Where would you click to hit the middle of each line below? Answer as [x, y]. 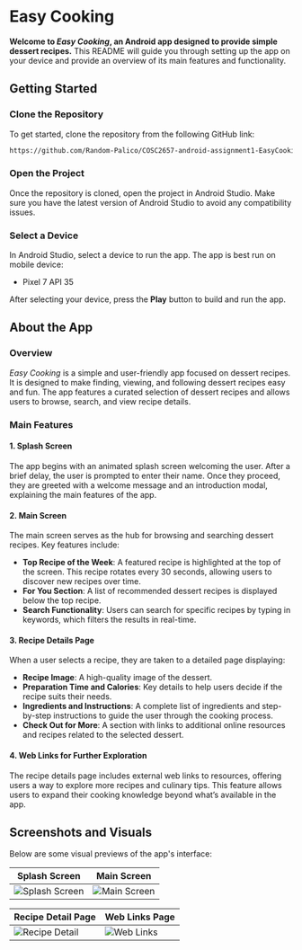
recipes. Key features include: [64, 545]
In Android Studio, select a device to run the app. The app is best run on [142, 255]
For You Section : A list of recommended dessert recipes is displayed [150, 591]
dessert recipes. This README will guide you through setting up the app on [150, 50]
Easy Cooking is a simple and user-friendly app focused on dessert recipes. [150, 373]
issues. [22, 212]
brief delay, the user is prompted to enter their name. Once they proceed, [145, 475]
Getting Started [53, 89]
